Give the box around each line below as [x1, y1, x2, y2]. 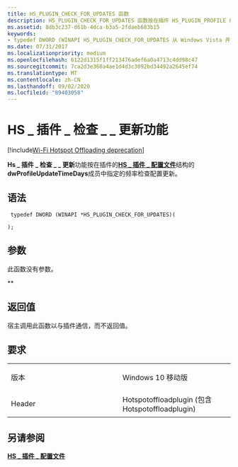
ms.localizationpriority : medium [7, 50, 106, 57]
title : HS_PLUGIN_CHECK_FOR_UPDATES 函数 [7, 10, 130, 18]
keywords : [7, 30, 37, 38]
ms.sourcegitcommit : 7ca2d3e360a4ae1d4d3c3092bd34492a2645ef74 [7, 63, 198, 70]
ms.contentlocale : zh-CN [7, 76, 81, 83]
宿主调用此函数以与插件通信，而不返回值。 [7, 321, 132, 330]
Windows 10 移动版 [123, 373, 188, 383]
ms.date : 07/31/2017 [7, 43, 69, 50]
